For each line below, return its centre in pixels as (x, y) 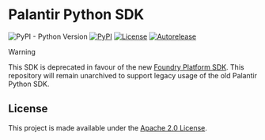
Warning (22, 51)
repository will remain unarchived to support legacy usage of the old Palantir (133, 75)
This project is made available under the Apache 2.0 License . (108, 127)
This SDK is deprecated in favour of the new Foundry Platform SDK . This (126, 67)
